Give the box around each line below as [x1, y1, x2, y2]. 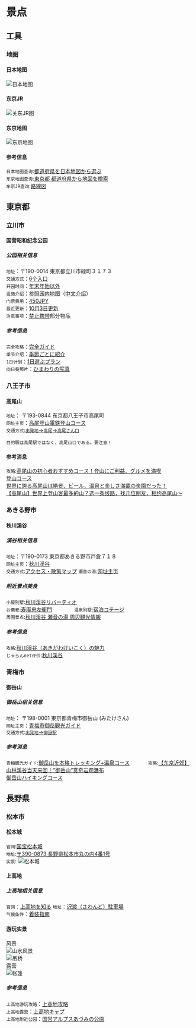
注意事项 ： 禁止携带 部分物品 [6, 312, 71, 319]
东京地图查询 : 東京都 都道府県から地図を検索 [6, 175, 108, 182]
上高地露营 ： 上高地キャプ [6, 1008, 65, 1015]
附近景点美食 [6, 582, 37, 590]
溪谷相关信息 [6, 537, 37, 544]
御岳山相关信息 [6, 698, 43, 706]
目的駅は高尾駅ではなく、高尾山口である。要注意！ [6, 440, 113, 446]
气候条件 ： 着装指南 [6, 911, 50, 918]
